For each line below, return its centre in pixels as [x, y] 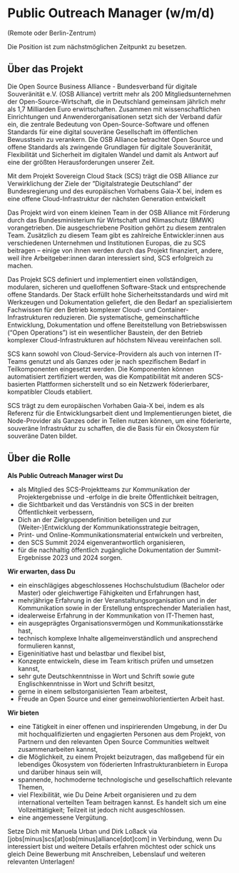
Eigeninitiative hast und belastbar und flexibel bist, [92, 653]
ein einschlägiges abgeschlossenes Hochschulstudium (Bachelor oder [121, 585]
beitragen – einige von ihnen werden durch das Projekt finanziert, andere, [115, 250]
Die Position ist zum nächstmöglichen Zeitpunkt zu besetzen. [97, 46]
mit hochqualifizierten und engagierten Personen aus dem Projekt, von [122, 734]
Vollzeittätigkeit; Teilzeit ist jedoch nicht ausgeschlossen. [101, 810]
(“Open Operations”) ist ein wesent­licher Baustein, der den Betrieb [105, 332]
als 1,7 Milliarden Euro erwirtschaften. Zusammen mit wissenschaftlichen [114, 109]
